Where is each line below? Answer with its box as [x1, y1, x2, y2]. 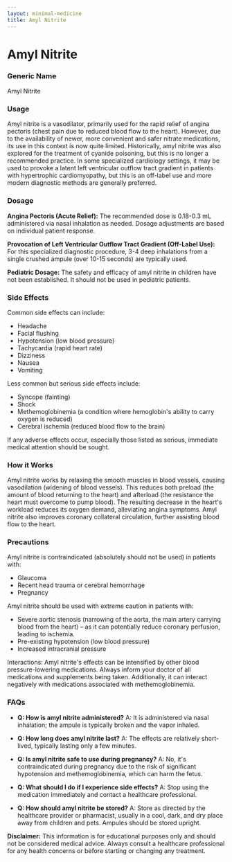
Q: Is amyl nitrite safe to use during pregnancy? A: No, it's [17, 755, 187, 763]
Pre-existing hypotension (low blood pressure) [17, 638, 150, 646]
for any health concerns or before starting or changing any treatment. [7, 846, 206, 855]
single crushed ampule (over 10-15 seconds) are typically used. [7, 254, 188, 263]
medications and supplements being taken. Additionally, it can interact [7, 673, 208, 681]
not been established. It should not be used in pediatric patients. [7, 275, 191, 284]
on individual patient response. [7, 226, 96, 235]
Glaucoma [17, 574, 47, 582]
